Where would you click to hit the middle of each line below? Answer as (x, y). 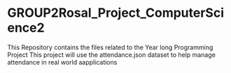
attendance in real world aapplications (62, 62)
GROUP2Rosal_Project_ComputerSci (116, 13)
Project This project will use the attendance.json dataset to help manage (111, 55)
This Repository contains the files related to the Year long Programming (110, 47)
